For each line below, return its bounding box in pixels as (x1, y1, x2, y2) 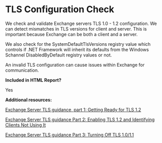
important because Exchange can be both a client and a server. (5, 31, 138, 37)
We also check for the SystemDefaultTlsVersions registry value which (5, 41, 151, 47)
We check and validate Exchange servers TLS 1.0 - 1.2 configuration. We (5, 20, 157, 26)
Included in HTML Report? (5, 77, 62, 83)
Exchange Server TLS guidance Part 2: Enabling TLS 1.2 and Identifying (5, 116, 155, 123)
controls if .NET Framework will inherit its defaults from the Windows (5, 46, 149, 52)
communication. (5, 67, 39, 73)
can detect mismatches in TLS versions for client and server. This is (5, 25, 147, 32)
